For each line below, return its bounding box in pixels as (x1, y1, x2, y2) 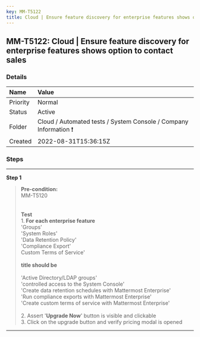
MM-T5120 (20, 192, 48, 199)
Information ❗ (37, 126, 73, 134)
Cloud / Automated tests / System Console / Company (37, 117, 189, 126)
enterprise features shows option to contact (6, 45, 174, 55)
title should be (20, 261, 58, 269)
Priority (9, 98, 30, 107)
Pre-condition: (20, 186, 58, 193)
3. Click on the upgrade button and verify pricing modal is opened (20, 319, 183, 326)
